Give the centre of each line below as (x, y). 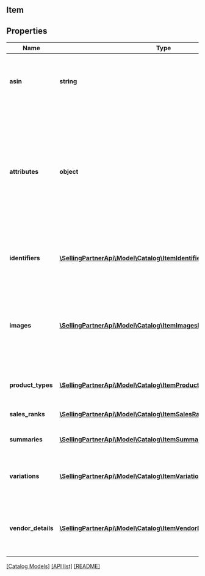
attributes (24, 172)
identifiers (25, 258)
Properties (27, 31)
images (20, 326)
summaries (26, 439)
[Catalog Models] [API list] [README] (53, 566)
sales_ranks (27, 414)
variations (24, 476)
